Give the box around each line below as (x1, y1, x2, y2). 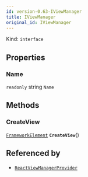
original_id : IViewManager (6, 19, 72, 25)
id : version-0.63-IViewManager (6, 8, 82, 15)
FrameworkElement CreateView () (6, 131, 80, 138)
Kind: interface (6, 36, 44, 43)
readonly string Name (6, 83, 54, 91)
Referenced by (6, 148, 61, 158)
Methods (6, 100, 40, 110)
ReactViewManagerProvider (14, 165, 78, 171)
